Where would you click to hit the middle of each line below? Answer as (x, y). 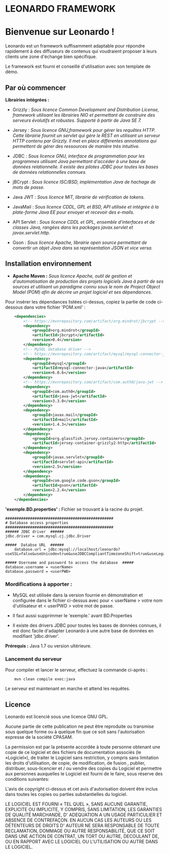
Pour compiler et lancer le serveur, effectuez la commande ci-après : (76, 670)
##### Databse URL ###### (35, 545)
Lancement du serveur (33, 659)
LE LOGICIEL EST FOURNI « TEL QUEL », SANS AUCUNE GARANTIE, (76, 804)
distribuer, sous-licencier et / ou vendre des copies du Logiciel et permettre (83, 769)
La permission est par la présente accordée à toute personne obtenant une (83, 747)
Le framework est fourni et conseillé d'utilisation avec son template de (78, 67)
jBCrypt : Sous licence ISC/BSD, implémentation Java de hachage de (84, 182)
